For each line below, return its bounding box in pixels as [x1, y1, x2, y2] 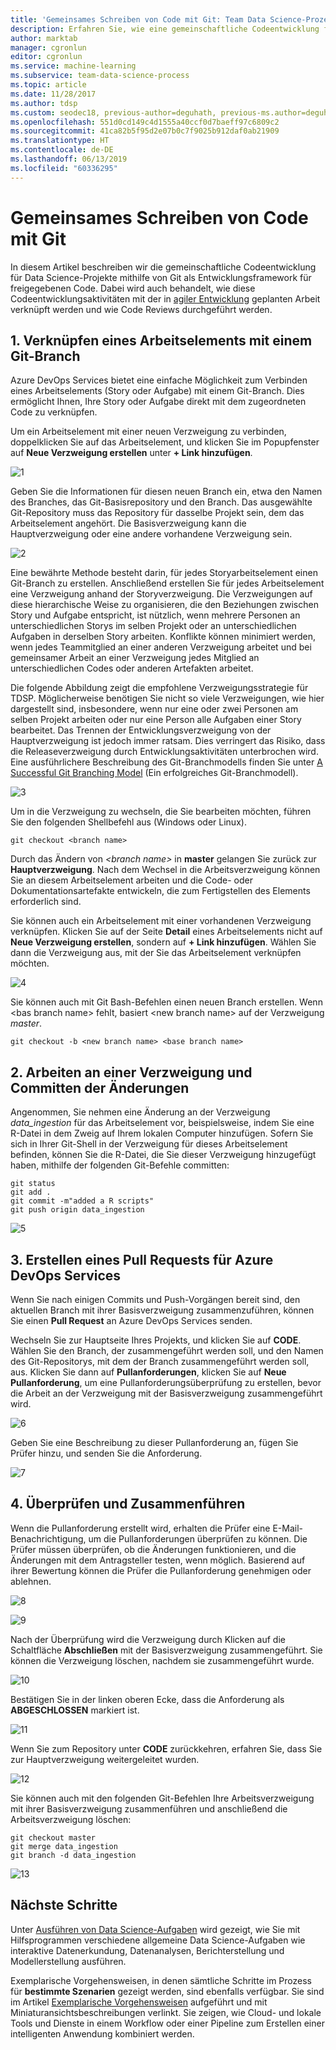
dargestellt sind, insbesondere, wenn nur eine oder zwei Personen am [10, 703, 299, 715]
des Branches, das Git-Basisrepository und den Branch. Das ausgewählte [10, 496, 313, 508]
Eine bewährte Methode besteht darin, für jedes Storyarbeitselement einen [10, 567, 318, 579]
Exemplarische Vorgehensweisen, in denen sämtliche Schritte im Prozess [10, 1974, 312, 1986]
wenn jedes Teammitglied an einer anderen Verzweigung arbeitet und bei [10, 641, 312, 653]
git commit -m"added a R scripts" [10, 1196, 155, 1206]
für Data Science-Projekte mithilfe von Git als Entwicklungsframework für [10, 271, 312, 283]
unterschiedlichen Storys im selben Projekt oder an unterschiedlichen [10, 620, 297, 632]
